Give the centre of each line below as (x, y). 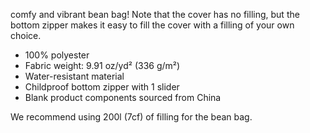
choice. (26, 35)
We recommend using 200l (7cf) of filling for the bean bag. (131, 117)
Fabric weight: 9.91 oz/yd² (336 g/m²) (102, 65)
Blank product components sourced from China (123, 97)
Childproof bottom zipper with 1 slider (102, 87)
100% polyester (57, 55)
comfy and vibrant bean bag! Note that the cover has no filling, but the (155, 14)
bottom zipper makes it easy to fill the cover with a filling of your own (152, 25)
